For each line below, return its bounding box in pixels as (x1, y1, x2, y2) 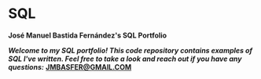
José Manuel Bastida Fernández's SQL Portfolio (8, 31, 167, 40)
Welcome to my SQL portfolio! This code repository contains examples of (8, 45, 253, 55)
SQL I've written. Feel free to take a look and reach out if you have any (8, 54, 242, 63)
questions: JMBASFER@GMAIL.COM (8, 62, 132, 71)
